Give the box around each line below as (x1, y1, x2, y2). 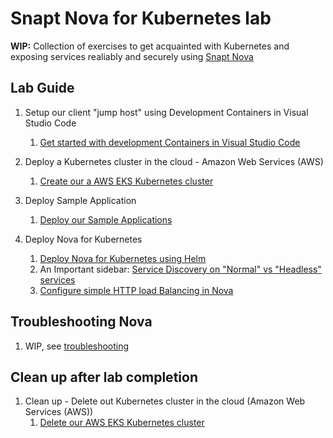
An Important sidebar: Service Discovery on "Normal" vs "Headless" (39, 263, 322, 275)
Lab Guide (10, 80, 75, 97)
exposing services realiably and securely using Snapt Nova (10, 50, 254, 62)
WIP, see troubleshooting (24, 340, 130, 352)
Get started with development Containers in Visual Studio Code (39, 136, 301, 148)
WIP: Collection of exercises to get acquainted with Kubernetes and (10, 40, 290, 52)
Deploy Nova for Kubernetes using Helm (39, 252, 207, 264)
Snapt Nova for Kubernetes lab (10, 7, 272, 30)
